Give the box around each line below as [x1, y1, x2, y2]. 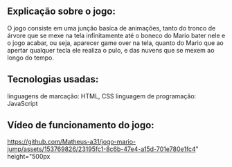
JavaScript [7, 99, 38, 107]
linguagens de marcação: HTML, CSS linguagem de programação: [7, 91, 197, 100]
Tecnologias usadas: [7, 73, 99, 85]
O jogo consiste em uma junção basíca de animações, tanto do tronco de [7, 24, 216, 32]
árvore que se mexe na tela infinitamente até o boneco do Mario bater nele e [7, 31, 226, 39]
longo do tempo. [7, 53, 54, 62]
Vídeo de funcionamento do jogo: [7, 119, 154, 131]
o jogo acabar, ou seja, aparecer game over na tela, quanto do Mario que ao [7, 38, 224, 47]
